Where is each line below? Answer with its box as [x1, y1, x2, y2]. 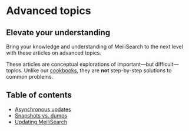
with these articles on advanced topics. [6, 49, 102, 56]
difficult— [155, 61, 179, 68]
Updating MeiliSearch [14, 118, 68, 125]
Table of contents [6, 90, 72, 100]
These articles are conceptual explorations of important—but [6, 61, 154, 68]
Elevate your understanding [6, 28, 111, 38]
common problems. [6, 73, 54, 80]
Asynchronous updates [14, 106, 72, 113]
